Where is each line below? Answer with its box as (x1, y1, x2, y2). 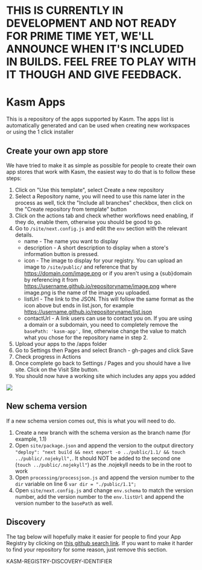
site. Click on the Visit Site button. (14, 366, 99, 373)
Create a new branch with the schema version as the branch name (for (14, 429, 191, 436)
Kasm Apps (6, 95, 66, 109)
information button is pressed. (24, 250, 99, 257)
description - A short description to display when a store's (24, 244, 169, 251)
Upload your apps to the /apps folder (14, 340, 107, 347)
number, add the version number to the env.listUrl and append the (14, 493, 184, 500)
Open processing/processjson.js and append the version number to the (14, 473, 195, 481)
